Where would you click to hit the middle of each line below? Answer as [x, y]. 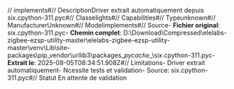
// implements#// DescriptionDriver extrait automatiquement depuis [106, 10]
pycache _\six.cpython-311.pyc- [170, 55]
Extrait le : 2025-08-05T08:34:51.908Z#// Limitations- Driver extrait [106, 63]
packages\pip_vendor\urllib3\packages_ [66, 55]
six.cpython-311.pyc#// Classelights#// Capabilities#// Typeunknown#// [112, 18]
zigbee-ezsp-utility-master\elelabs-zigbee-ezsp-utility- [89, 40]
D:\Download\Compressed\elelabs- [175, 32]
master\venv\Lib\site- [39, 48]
